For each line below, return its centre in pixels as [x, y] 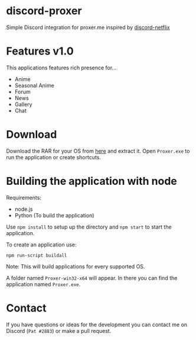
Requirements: [24, 197]
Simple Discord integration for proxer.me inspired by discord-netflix [88, 27]
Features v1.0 [40, 51]
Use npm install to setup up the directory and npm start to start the [89, 227]
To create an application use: [41, 245]
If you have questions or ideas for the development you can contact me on [97, 325]
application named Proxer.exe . [43, 284]
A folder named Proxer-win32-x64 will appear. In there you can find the [92, 278]
